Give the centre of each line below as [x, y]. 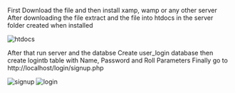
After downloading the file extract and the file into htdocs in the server [110, 18]
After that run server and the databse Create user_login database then [110, 53]
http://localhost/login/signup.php [56, 68]
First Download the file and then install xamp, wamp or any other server [112, 10]
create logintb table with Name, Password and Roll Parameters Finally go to [117, 60]
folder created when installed [50, 25]
